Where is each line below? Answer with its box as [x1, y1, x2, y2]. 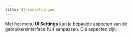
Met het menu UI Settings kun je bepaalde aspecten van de [5, 21, 128, 27]
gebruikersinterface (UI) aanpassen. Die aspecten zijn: [5, 26, 117, 32]
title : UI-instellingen [5, 7, 55, 12]
